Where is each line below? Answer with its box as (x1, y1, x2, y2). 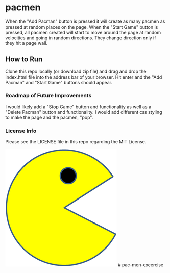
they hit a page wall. (5, 40, 47, 46)
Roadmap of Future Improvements (5, 92, 92, 99)
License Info (5, 127, 37, 134)
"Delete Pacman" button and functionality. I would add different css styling (5, 109, 162, 115)
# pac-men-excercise (117, 262, 164, 268)
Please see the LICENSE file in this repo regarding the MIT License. (5, 139, 147, 145)
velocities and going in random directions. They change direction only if (5, 35, 156, 41)
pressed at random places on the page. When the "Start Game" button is (5, 23, 158, 30)
